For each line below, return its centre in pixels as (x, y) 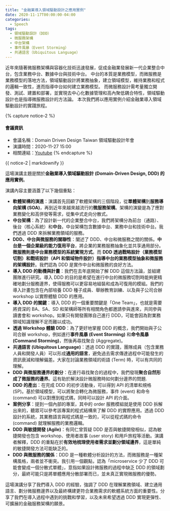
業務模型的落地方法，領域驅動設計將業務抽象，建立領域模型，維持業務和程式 (85, 80)
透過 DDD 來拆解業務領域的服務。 (52, 233)
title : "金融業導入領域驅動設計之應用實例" (46, 10)
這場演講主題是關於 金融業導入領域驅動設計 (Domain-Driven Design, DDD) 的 (85, 173)
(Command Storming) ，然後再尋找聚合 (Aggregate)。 (69, 341)
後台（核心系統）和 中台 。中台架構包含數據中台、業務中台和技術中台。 (86, 227)
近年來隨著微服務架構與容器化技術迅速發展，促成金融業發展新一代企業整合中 (85, 67)
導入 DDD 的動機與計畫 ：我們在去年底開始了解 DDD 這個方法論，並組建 (87, 271)
